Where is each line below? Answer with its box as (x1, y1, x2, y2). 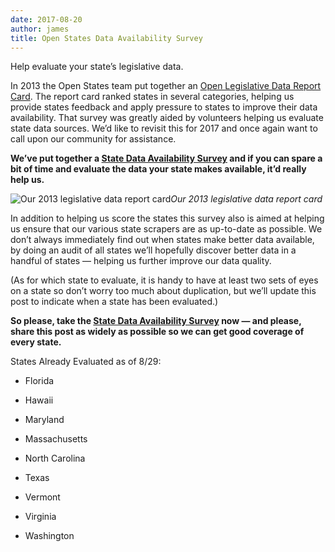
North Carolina (24, 452, 86, 465)
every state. (10, 336, 62, 348)
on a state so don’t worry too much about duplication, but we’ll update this (10, 285, 317, 297)
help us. (10, 174, 45, 186)
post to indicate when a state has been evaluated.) (10, 296, 219, 308)
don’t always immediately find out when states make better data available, (10, 234, 315, 246)
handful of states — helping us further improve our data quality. (10, 255, 272, 267)
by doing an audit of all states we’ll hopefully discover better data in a (10, 244, 297, 256)
